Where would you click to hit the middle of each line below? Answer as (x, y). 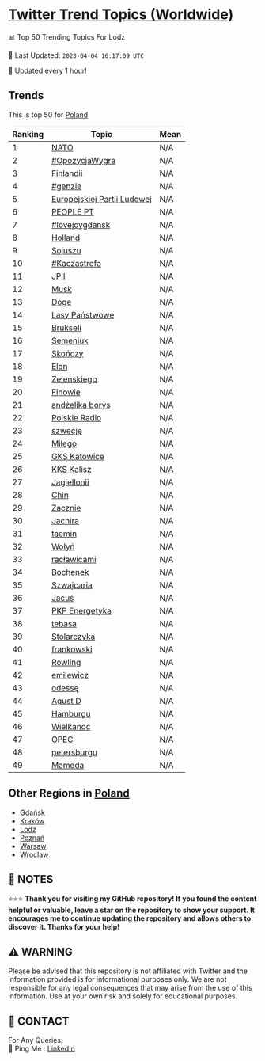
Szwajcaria (72, 585)
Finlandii (67, 173)
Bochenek (70, 572)
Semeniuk (70, 340)
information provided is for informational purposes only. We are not (117, 979)
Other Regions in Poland (69, 793)
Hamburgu (71, 713)
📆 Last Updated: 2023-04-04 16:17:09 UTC (76, 55)
